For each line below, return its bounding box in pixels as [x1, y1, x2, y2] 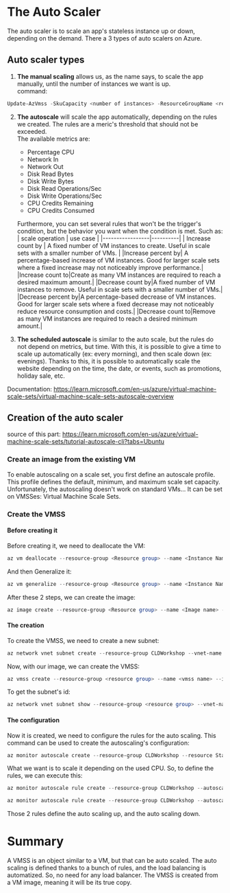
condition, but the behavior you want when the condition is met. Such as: [16, 227, 223, 235]
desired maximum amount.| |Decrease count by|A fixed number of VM [16, 278, 216, 286]
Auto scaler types [7, 54, 85, 66]
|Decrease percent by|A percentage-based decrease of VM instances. [16, 293, 216, 301]
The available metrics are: [16, 135, 90, 143]
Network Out [27, 162, 64, 170]
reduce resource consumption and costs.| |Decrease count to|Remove [16, 307, 216, 315]
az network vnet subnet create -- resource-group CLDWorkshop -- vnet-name [7, 650, 222, 657]
